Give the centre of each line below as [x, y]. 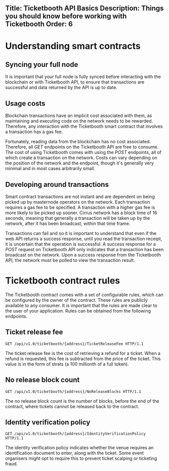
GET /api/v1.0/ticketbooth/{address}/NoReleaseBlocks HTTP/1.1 [73, 391]
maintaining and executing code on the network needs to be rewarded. [79, 121]
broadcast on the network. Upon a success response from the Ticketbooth [83, 255]
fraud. [12, 464]
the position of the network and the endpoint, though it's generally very [80, 163]
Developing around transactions [57, 184]
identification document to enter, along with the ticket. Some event [75, 453]
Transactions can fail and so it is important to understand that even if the [81, 233]
